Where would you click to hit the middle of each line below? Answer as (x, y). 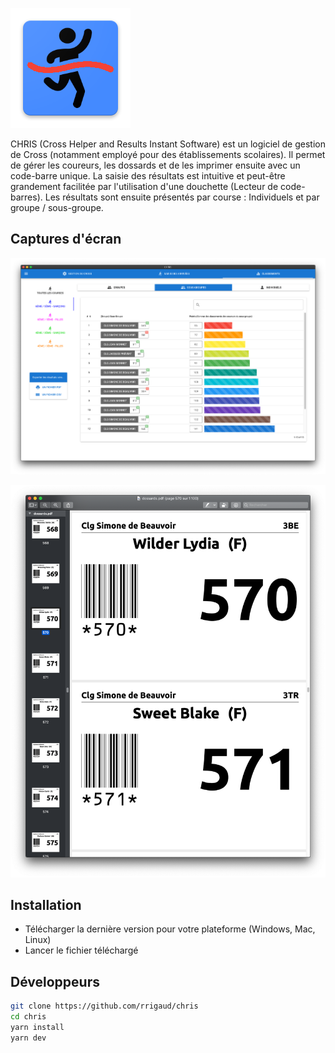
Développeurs (55, 981)
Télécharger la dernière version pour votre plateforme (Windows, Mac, (170, 929)
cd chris (28, 1017)
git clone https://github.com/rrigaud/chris (104, 1006)
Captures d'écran (66, 239)
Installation (46, 904)
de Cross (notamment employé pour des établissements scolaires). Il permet (168, 154)
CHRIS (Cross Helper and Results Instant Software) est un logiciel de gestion (168, 144)
